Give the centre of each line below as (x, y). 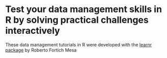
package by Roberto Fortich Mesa (41, 50)
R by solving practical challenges (77, 20)
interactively (33, 31)
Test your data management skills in (84, 9)
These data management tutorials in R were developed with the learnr (79, 44)
